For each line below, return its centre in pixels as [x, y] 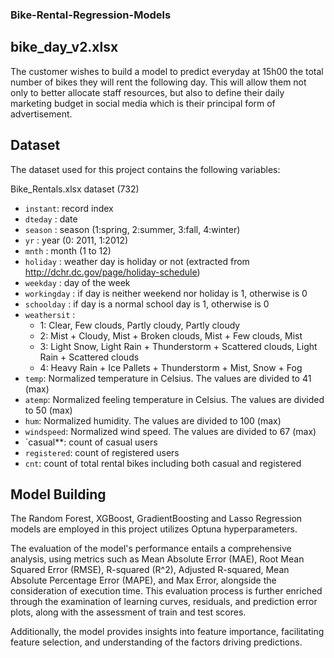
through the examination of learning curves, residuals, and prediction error [164, 602]
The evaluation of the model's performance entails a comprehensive [151, 549]
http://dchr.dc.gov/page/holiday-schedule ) [112, 272]
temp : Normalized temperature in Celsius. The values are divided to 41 [168, 378]
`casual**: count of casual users [91, 442]
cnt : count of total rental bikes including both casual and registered [163, 463]
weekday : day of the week [77, 282]
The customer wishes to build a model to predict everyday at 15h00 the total [167, 71]
